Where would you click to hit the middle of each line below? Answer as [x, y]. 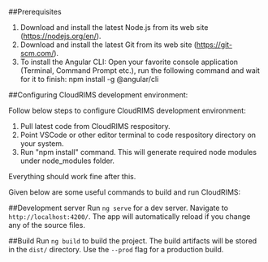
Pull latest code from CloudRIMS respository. [95, 126]
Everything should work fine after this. [72, 176]
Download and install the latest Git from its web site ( [108, 45]
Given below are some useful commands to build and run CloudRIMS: [125, 192]
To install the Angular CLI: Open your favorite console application [129, 62]
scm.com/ [37, 53]
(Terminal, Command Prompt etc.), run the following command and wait [140, 71]
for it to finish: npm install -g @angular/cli [89, 79]
